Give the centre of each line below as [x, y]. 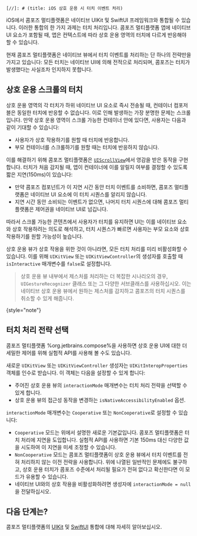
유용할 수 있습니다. [47, 476]
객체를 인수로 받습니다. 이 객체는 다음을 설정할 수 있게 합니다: [76, 373]
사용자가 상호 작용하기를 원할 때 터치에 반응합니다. [72, 140]
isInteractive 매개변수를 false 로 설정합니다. [59, 264]
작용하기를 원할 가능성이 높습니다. [45, 236]
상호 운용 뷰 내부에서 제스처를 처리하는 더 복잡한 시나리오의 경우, [94, 276]
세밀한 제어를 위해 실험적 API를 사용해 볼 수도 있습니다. [69, 353]
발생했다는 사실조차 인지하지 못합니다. [49, 69]
